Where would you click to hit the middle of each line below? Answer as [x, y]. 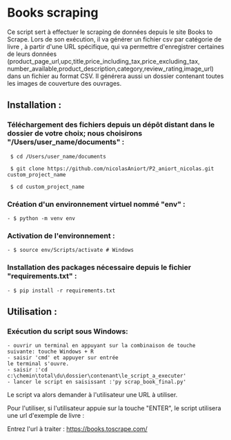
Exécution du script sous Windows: [68, 331]
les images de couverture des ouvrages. [64, 83]
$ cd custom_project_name [47, 187]
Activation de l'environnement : [61, 235]
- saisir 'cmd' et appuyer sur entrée [63, 358]
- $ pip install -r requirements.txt [61, 291]
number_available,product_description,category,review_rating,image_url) [110, 68]
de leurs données [32, 54]
